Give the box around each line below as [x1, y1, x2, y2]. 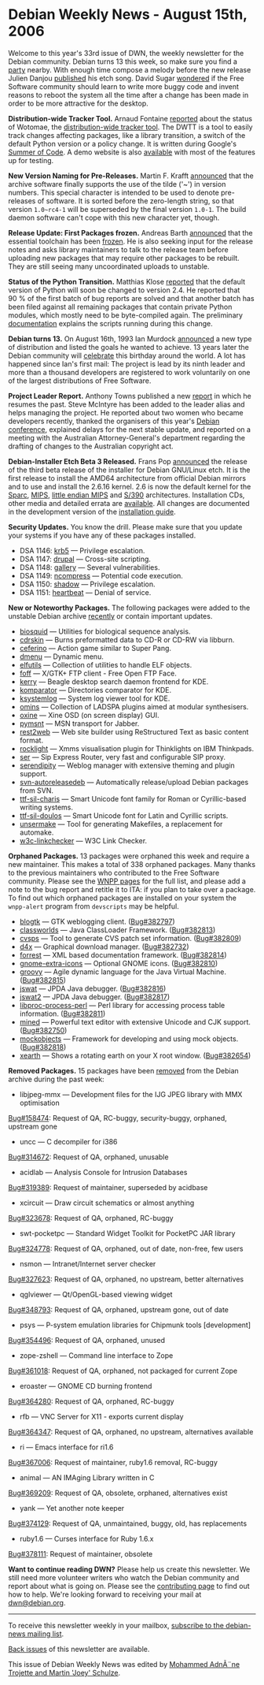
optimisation [19, 1098, 60, 1107]
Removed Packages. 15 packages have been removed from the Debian [8, 1066, 240, 1075]
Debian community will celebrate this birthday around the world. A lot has [8, 351, 246, 360]
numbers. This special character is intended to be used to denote [8, 188, 220, 197]
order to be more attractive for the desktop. [8, 99, 149, 108]
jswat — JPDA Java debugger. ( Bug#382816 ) [19, 984, 167, 993]
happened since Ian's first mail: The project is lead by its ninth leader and [8, 359, 246, 368]
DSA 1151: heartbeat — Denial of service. [19, 587, 152, 597]
